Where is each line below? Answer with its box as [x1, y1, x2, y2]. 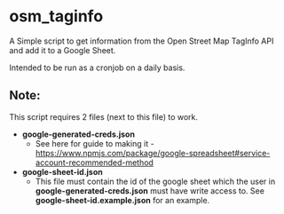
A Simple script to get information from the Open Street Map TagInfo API [9, 36, 274, 46]
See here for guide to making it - [35, 138, 154, 148]
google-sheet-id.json [21, 166, 104, 177]
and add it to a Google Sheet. [9, 44, 116, 55]
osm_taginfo [9, 6, 104, 27]
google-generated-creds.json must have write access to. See [35, 185, 264, 196]
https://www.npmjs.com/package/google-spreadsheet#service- [35, 147, 271, 158]
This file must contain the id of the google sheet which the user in [35, 176, 276, 186]
